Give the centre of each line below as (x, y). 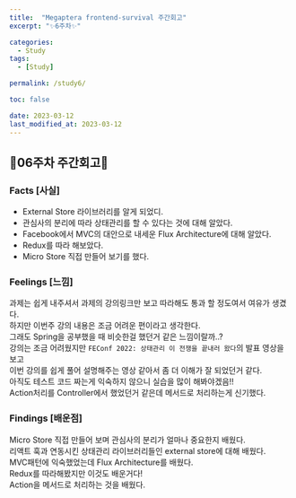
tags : (19, 59)
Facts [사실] (35, 190)
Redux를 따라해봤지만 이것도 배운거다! (76, 473)
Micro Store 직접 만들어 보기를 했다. (86, 257)
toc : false (30, 100)
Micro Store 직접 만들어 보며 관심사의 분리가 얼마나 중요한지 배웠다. (128, 440)
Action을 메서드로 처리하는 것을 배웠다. (78, 485)
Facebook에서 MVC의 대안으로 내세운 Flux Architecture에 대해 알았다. (147, 234)
